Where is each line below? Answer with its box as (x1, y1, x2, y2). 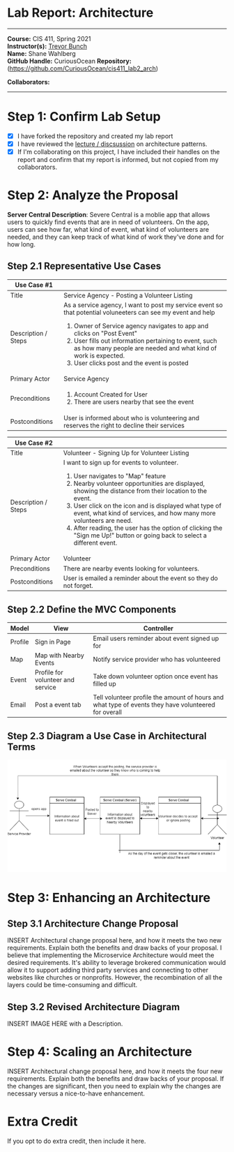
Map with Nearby (34, 651, 85, 660)
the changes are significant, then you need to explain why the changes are (7, 1081, 221, 1090)
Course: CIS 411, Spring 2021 (7, 34, 91, 43)
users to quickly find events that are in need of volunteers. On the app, (7, 218, 210, 226)
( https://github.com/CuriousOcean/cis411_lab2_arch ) (7, 64, 159, 73)
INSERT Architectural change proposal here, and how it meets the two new (7, 936, 221, 945)
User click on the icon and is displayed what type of (73, 501, 221, 510)
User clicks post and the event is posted (74, 358, 189, 367)
